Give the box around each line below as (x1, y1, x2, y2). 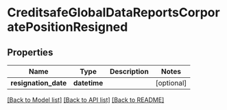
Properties (7, 46, 53, 58)
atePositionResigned (7, 19, 128, 35)
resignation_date (10, 79, 67, 87)
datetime (73, 79, 104, 87)
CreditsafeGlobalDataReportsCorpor (7, 5, 221, 20)
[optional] (155, 79, 187, 87)
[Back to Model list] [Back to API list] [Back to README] (7, 96, 165, 104)
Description (109, 67, 149, 76)
